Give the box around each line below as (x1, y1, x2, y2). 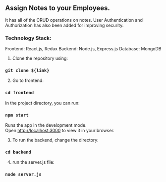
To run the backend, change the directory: (12, 137, 99, 143)
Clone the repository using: (12, 55, 68, 61)
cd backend (5, 149, 31, 155)
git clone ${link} (5, 68, 50, 73)
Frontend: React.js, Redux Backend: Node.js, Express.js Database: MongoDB (5, 46, 162, 52)
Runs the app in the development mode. (5, 122, 87, 128)
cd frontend (5, 90, 34, 96)
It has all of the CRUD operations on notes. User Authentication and (5, 17, 143, 23)
